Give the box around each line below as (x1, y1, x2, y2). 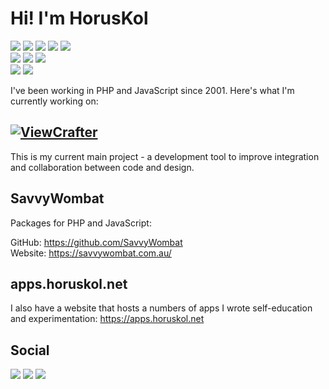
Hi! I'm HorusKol (10, 7, 149, 30)
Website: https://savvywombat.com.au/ (10, 247, 172, 259)
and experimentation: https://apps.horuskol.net (10, 313, 205, 325)
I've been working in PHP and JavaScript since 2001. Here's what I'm (10, 84, 295, 96)
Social (10, 342, 50, 359)
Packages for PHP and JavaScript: (10, 217, 152, 229)
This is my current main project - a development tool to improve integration (10, 150, 320, 162)
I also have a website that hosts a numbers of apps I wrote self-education (10, 302, 313, 314)
